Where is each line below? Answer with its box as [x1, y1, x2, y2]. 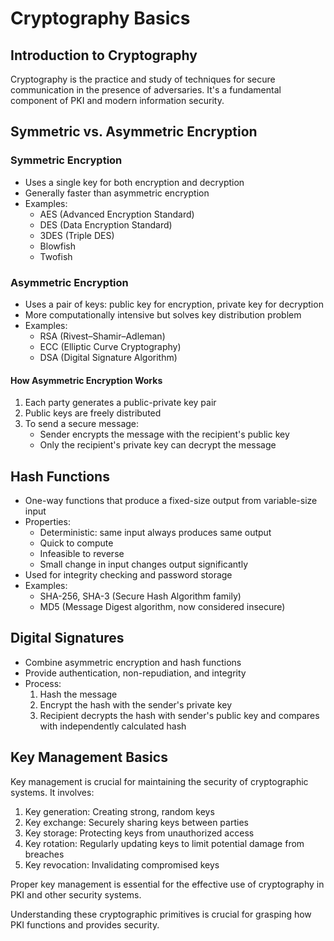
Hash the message [39, 688, 118, 700]
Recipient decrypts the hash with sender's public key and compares [39, 709, 320, 721]
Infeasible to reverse [39, 548, 125, 559]
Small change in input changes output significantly [39, 558, 249, 570]
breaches [24, 848, 65, 860]
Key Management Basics [10, 749, 168, 766]
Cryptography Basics [10, 7, 191, 30]
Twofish [39, 250, 73, 262]
